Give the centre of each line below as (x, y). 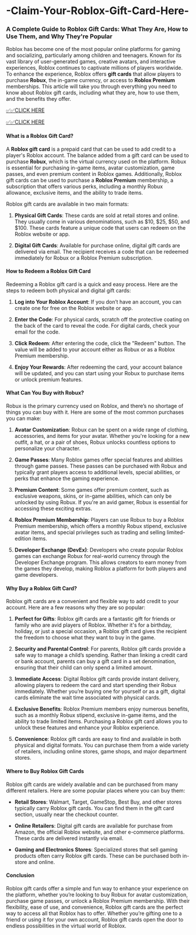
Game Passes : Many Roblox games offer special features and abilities (99, 460)
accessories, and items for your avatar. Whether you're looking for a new (102, 436)
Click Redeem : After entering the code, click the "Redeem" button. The (100, 343)
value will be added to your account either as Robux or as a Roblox (94, 349)
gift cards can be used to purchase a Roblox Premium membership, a (90, 180)
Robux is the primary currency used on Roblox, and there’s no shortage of (95, 406)
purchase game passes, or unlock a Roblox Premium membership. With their (98, 900)
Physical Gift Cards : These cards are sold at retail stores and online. (97, 215)
